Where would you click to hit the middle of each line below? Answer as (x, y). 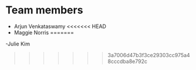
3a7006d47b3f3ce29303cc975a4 (149, 55)
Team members (44, 10)
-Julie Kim (18, 44)
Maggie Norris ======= (44, 32)
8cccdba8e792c (128, 61)
